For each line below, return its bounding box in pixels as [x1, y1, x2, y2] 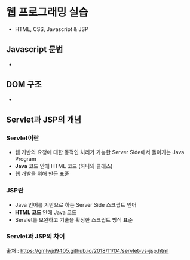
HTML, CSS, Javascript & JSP [14, 25, 88, 33]
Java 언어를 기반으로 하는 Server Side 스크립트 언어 [14, 201, 137, 208]
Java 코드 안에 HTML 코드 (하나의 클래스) [14, 163, 113, 170]
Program [14, 155, 37, 163]
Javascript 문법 [6, 44, 63, 54]
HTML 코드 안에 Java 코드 [14, 209, 77, 216]
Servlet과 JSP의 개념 [6, 114, 82, 124]
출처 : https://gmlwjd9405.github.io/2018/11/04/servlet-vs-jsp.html [6, 247, 169, 254]
